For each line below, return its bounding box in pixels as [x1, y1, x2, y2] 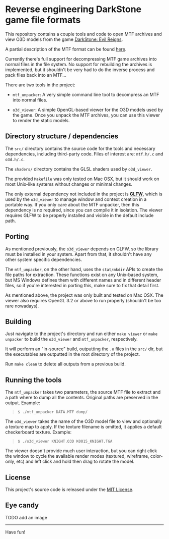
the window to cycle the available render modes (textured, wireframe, [5, 453, 149, 459]
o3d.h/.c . [5, 156, 25, 162]
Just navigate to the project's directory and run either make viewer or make [5, 331, 158, 337]
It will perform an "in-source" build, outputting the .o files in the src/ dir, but [5, 346, 163, 352]
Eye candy [5, 501, 39, 510]
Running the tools [5, 375, 62, 384]
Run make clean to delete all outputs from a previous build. [5, 361, 126, 367]
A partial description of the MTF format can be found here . [5, 46, 127, 52]
